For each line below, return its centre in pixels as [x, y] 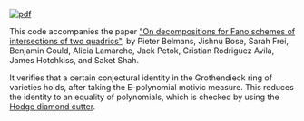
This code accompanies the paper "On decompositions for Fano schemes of [152, 31]
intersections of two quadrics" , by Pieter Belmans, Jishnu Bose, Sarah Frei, [149, 41]
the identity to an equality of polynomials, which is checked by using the [144, 97]
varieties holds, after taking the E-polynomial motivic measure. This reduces [152, 87]
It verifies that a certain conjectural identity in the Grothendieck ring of [141, 78]
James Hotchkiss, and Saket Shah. [74, 60]
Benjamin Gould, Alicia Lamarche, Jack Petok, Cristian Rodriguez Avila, [142, 51]
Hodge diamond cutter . [53, 107]
